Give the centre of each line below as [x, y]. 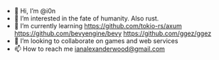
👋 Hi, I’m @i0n [35, 11]
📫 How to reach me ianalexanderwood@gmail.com [90, 49]
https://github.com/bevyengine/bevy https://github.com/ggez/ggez [113, 33]
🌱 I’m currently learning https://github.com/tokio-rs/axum [98, 26]
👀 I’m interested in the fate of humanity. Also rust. [86, 18]
